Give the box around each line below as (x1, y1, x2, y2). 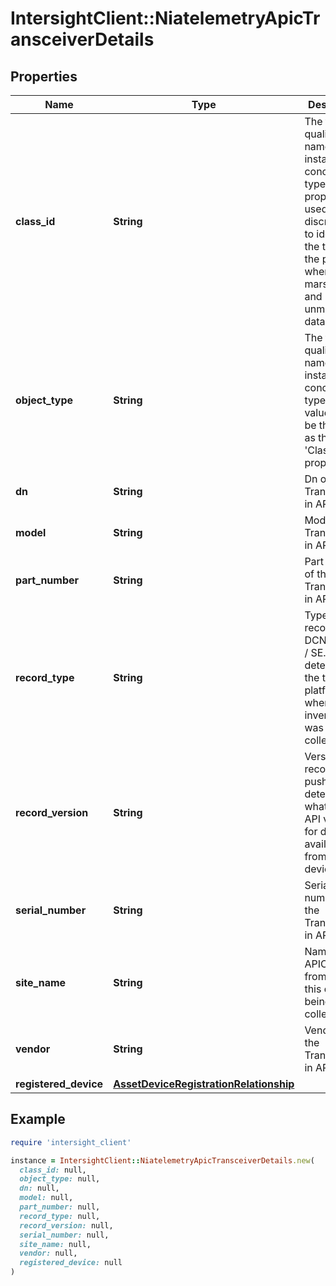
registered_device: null (19, 1258, 123, 1268)
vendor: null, (19, 1248, 78, 1259)
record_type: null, (19, 1211, 101, 1221)
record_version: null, (19, 1220, 114, 1231)
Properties (10, 68, 78, 85)
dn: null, (19, 1183, 60, 1194)
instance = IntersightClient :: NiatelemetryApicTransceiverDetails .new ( (10, 1155, 315, 1166)
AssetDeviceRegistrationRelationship (113, 1077, 295, 1091)
